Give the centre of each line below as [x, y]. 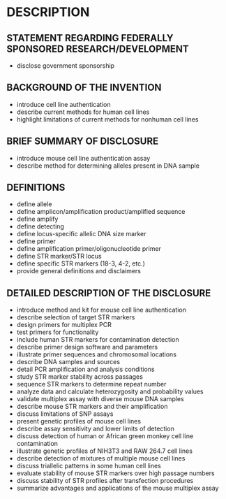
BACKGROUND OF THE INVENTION [84, 88]
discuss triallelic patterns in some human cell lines [89, 466]
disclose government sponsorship [66, 66]
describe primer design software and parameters [87, 347]
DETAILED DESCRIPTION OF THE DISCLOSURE [109, 293]
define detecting [40, 226]
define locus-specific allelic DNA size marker [81, 234]
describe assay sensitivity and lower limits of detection [96, 429]
